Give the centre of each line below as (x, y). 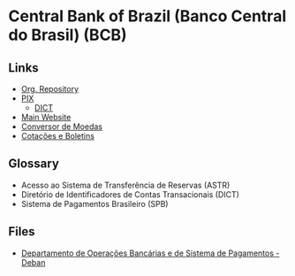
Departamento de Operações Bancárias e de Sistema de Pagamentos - (150, 253)
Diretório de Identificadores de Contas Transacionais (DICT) (130, 194)
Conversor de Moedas (62, 126)
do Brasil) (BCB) (68, 35)
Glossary (34, 164)
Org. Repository (50, 89)
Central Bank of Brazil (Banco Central (147, 16)
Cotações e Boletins (57, 136)
